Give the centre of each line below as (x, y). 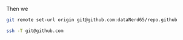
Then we (17, 9)
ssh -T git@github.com (35, 31)
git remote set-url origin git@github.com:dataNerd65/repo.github (92, 20)
